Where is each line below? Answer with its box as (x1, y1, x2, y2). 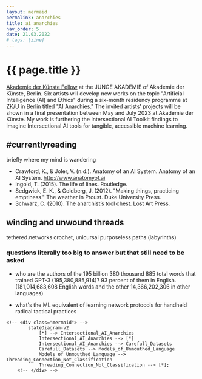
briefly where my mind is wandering (6, 155, 96, 163)
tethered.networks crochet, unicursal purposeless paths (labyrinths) (6, 233, 177, 241)
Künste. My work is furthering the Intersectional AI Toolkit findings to (6, 115, 178, 123)
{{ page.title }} (6, 63, 81, 77)
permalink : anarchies (6, 15, 61, 21)
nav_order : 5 (6, 26, 39, 32)
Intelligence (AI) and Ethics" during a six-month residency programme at (6, 96, 187, 103)
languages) (15, 289, 44, 296)
